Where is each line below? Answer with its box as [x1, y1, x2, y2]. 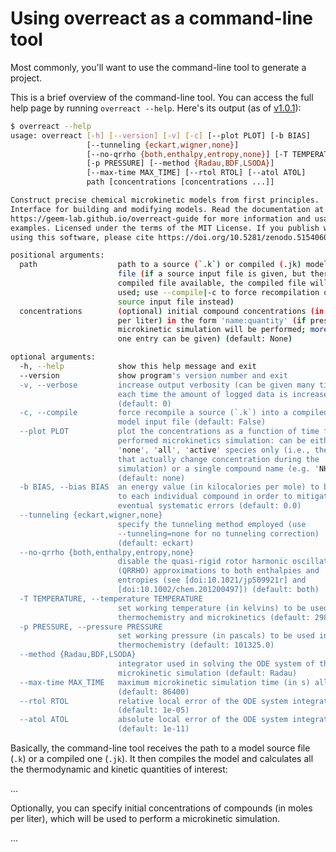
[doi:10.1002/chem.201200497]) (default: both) [117, 585, 320, 595]
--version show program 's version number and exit [19, 370, 288, 381]
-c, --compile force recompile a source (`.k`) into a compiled [19, 408, 329, 418]
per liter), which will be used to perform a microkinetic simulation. [10, 813, 280, 825]
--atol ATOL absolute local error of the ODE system [19, 715, 288, 725]
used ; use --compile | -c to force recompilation [117, 287, 320, 297]
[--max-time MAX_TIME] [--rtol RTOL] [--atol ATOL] [86, 168, 307, 178]
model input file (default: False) [117, 417, 267, 427]
